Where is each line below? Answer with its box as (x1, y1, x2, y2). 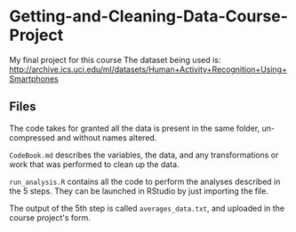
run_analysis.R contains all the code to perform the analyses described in (9, 176, 281, 187)
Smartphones (9, 73, 60, 84)
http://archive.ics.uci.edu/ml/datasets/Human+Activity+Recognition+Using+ (9, 64, 287, 75)
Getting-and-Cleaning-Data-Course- (9, 6, 289, 27)
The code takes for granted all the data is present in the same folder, (9, 123, 260, 133)
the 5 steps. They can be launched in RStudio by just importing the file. (9, 185, 269, 196)
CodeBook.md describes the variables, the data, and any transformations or (9, 149, 279, 160)
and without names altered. (56, 132, 157, 143)
